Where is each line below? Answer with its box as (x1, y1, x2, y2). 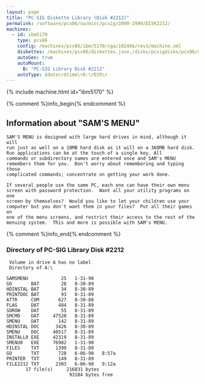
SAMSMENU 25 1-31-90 (6, 276, 95, 282)
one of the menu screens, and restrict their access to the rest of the (6, 215, 195, 221)
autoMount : (17, 60, 45, 66)
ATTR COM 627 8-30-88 (6, 297, 95, 303)
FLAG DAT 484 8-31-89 (6, 302, 95, 309)
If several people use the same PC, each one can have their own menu (6, 182, 190, 188)
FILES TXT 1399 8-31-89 (6, 345, 95, 352)
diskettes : (17, 49, 45, 55)
